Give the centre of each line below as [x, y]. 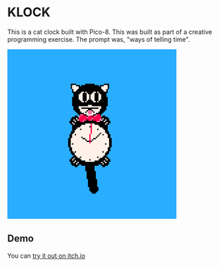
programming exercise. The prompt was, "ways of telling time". [99, 39]
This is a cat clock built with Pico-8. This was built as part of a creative [110, 32]
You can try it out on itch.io [46, 256]
